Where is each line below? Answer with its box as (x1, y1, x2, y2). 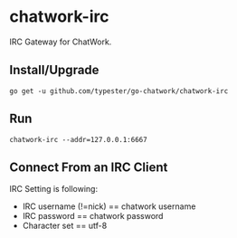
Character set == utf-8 (22, 220, 108, 232)
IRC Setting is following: (9, 184, 98, 195)
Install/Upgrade (9, 62, 100, 78)
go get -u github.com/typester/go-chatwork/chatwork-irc (9, 86, 229, 96)
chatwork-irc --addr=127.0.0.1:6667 (9, 135, 147, 144)
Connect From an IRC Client (9, 159, 168, 175)
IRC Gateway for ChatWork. (9, 36, 112, 47)
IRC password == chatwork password (22, 211, 164, 222)
